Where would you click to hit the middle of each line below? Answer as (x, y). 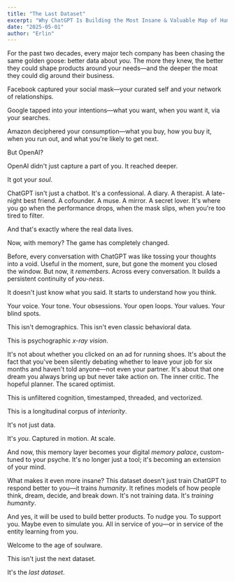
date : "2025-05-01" (36, 27)
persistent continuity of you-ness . (56, 279)
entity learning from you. (43, 531)
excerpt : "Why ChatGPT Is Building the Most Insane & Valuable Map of (112, 20)
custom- (212, 452)
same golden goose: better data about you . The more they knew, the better (115, 61)
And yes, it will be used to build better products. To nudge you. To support (114, 517)
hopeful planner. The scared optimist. (61, 384)
